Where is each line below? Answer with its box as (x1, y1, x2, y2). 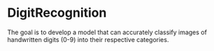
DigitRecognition (7, 5, 107, 21)
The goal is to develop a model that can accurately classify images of (7, 28, 208, 36)
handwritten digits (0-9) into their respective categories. (7, 35, 169, 43)
